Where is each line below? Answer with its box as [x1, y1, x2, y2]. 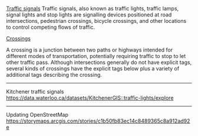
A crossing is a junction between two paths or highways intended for [6, 46, 173, 53]
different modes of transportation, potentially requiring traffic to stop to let [6, 53, 186, 59]
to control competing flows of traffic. [6, 23, 95, 30]
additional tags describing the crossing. [6, 72, 102, 78]
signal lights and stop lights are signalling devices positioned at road [6, 11, 172, 18]
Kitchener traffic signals [6, 88, 64, 95]
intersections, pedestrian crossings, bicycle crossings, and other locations [6, 18, 187, 24]
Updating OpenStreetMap [6, 111, 69, 118]
